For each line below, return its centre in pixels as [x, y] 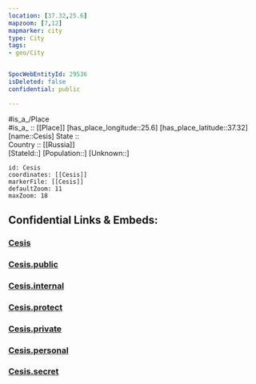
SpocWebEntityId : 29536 [48, 74]
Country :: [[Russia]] [42, 144]
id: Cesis [25, 168]
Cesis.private [35, 329]
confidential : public [44, 89]
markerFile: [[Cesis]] [46, 182]
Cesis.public [33, 264]
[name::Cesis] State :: [44, 136]
